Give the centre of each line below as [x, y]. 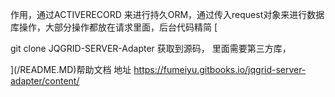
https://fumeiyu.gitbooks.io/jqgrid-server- [220, 69]
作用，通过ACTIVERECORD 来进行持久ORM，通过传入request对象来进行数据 [167, 14]
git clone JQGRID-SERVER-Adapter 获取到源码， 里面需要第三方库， [151, 48]
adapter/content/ [45, 81]
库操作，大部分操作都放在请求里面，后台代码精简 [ [114, 27]
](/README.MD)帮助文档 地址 [71, 69]
